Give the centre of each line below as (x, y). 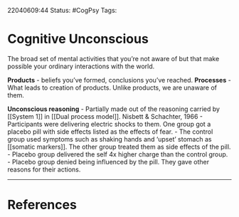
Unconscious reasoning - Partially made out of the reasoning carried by (114, 109)
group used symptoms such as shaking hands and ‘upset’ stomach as (110, 139)
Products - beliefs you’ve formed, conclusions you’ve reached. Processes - (119, 80)
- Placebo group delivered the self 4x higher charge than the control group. (118, 154)
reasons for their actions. (44, 169)
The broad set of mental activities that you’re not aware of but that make (113, 58)
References (42, 205)
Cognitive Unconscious (78, 39)
